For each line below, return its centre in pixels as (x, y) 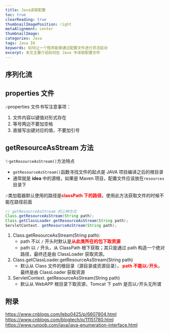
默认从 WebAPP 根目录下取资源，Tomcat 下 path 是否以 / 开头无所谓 (91, 284)
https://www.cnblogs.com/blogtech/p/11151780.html (60, 319)
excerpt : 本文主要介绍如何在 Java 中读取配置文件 (53, 52)
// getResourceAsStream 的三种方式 (41, 211)
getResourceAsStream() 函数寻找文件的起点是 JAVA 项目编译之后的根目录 (88, 172)
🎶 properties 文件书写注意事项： (38, 106)
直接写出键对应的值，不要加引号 (46, 130)
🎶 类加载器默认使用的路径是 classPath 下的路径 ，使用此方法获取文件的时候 (82, 195)
